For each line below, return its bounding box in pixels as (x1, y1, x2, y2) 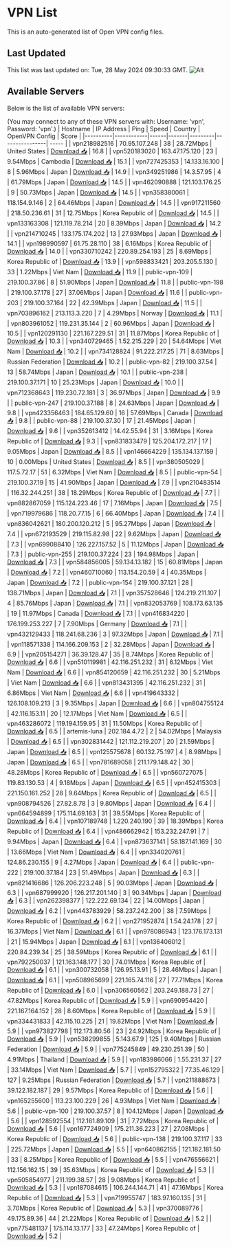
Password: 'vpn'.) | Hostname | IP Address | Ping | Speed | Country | (7, 124, 201, 133)
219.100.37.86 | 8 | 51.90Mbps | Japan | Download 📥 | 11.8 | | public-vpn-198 (7, 278, 223, 286)
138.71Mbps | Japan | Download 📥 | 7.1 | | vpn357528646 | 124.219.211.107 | (7, 588, 221, 597)
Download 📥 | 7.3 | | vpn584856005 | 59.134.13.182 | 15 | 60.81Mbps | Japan (7, 558, 223, 566)
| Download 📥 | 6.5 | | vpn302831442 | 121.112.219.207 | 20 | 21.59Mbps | (7, 737, 214, 745)
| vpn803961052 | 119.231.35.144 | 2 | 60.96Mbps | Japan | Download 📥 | (7, 319, 215, 327)
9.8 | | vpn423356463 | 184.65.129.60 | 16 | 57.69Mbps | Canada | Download (7, 408, 223, 417)
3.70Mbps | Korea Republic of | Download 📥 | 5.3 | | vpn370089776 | (7, 1204, 203, 1212)
